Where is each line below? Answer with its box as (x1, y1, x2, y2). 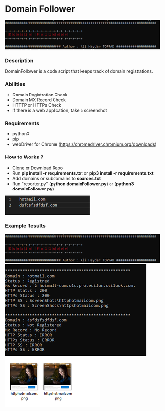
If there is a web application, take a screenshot (12, 107, 107, 113)
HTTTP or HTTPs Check (12, 102, 61, 108)
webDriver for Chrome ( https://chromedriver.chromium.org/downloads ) (12, 141, 157, 147)
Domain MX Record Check (12, 97, 66, 103)
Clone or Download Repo (12, 165, 63, 171)
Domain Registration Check (12, 92, 68, 97)
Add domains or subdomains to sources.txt (12, 175, 101, 181)
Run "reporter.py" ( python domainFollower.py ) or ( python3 (12, 181, 134, 187)
